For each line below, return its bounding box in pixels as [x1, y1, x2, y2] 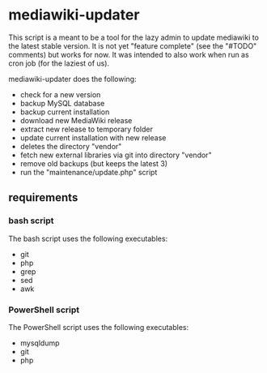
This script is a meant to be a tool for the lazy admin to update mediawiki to [8, 32, 259, 42]
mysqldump [19, 338, 60, 348]
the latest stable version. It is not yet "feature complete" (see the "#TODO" [8, 41, 257, 50]
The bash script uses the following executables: [8, 234, 168, 243]
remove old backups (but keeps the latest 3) [19, 158, 168, 168]
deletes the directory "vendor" [19, 141, 122, 151]
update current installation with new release [19, 132, 167, 143]
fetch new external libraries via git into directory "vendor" [19, 150, 212, 160]
